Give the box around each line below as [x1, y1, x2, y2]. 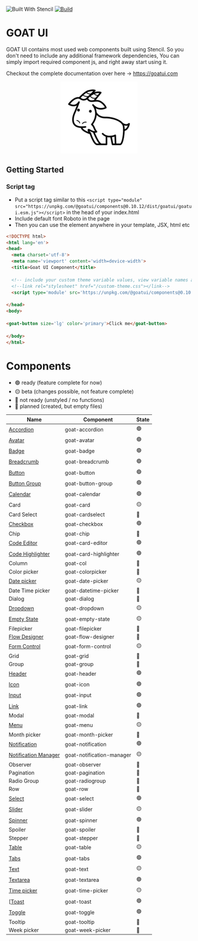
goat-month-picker [64, 731, 113, 738]
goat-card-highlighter [64, 550, 120, 557]
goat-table [64, 844, 91, 851]
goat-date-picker [64, 577, 109, 585]
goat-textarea [64, 877, 100, 884]
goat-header [64, 670, 97, 677]
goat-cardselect [64, 511, 105, 518]
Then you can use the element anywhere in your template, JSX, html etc [14, 221, 190, 228]
